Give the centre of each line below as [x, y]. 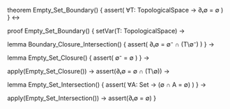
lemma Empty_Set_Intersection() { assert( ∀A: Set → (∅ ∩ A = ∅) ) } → [107, 85]
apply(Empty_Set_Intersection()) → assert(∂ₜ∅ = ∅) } [82, 98]
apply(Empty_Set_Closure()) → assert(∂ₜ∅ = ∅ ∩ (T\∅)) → [89, 71]
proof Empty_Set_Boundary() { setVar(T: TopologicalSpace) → [96, 31]
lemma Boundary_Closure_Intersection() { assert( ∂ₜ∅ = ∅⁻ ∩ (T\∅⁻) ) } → [111, 44]
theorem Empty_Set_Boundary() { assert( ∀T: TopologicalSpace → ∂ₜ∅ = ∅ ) [115, 10]
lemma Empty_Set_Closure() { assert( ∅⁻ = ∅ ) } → [78, 58]
